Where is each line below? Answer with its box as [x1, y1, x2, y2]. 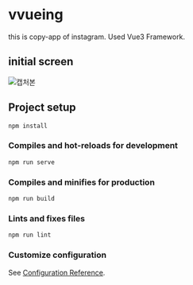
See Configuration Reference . [8, 267, 106, 277]
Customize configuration [8, 249, 107, 260]
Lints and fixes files [8, 213, 86, 224]
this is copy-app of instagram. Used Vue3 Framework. [8, 32, 185, 41]
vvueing [8, 6, 64, 24]
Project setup [8, 101, 77, 115]
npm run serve [8, 158, 56, 166]
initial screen [8, 55, 74, 68]
